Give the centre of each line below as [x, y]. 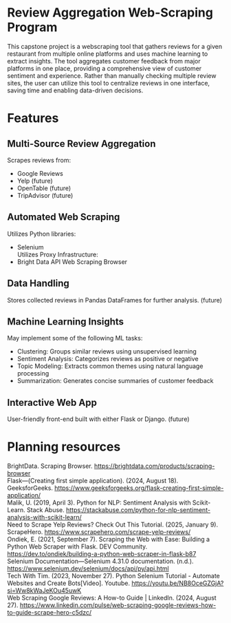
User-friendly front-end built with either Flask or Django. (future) [99, 419]
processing [33, 374]
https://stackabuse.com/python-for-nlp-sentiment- [138, 510]
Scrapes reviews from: [39, 160]
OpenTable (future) [44, 188]
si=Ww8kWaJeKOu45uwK [44, 591]
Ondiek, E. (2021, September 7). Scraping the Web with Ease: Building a [109, 540]
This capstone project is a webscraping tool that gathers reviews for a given [114, 46]
